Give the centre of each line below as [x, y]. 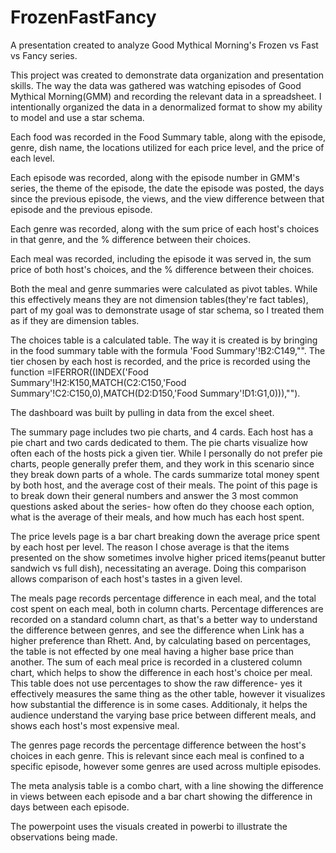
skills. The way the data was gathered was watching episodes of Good [156, 85]
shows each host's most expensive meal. [95, 725]
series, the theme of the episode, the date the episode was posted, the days [167, 188]
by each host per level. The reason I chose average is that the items [150, 547]
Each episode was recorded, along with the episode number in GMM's [155, 177]
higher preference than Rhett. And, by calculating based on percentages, [161, 640]
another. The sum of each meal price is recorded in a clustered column [156, 662]
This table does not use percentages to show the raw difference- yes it [156, 683]
